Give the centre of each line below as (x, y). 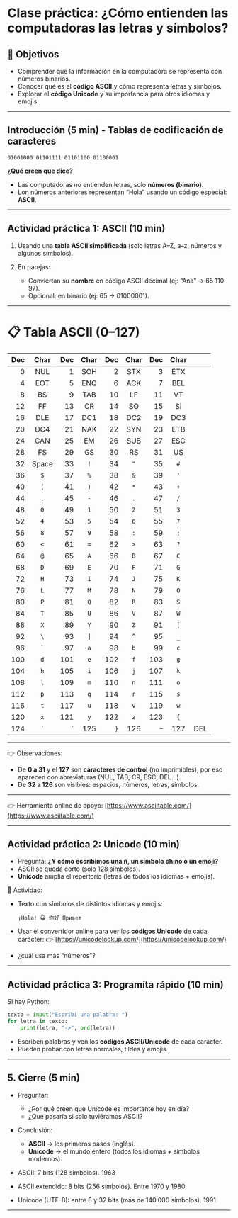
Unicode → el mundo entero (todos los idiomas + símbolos (114, 1151)
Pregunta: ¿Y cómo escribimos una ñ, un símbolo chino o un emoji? (118, 862)
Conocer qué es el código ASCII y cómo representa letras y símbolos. (119, 86)
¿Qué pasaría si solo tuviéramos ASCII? (85, 1116)
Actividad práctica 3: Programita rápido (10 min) (116, 985)
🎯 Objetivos (33, 54)
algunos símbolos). (45, 253)
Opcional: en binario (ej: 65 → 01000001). (89, 295)
